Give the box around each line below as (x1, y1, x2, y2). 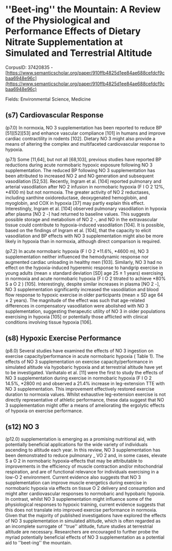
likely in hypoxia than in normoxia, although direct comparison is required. (5, 238, 161, 244)
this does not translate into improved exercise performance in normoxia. (5, 507, 158, 513)
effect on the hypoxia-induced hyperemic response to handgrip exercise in (5, 264, 163, 271)
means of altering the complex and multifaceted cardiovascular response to (5, 141, 165, 147)
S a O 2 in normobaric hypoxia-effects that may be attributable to (5, 458, 143, 464)
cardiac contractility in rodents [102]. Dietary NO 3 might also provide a (5, 135, 156, 142)
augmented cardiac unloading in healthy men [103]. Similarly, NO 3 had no (5, 259, 162, 265)
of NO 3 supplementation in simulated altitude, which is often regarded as (5, 518, 161, 524)
